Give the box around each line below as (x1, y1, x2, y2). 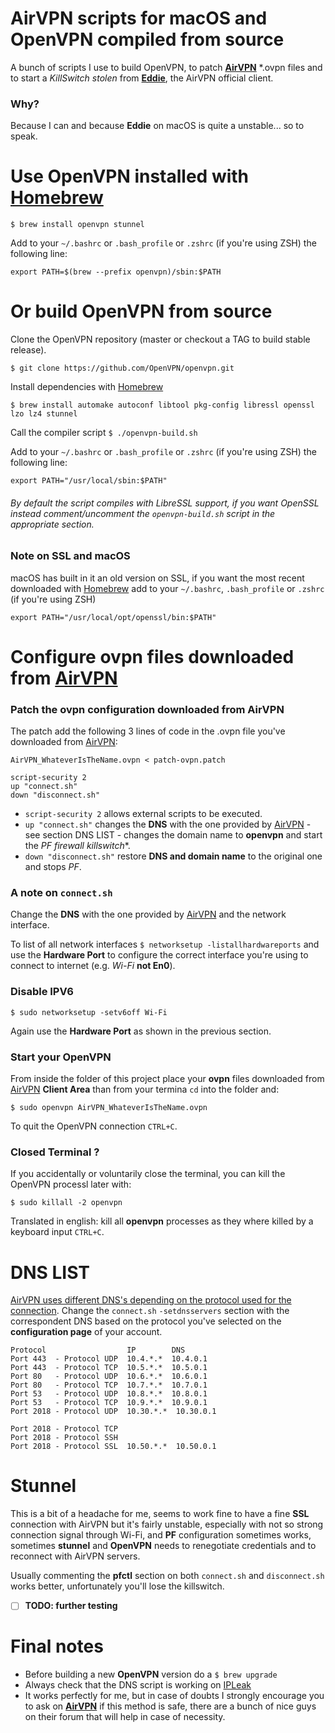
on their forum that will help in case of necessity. (24, 1711, 226, 1723)
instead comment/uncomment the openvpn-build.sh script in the (10, 507, 276, 519)
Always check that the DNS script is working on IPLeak (24, 1679, 252, 1691)
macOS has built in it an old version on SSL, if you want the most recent (10, 572, 305, 584)
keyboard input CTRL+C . (10, 1226, 105, 1238)
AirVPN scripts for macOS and (10, 7, 268, 30)
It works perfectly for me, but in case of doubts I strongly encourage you (24, 1690, 325, 1702)
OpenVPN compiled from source (10, 28, 285, 51)
